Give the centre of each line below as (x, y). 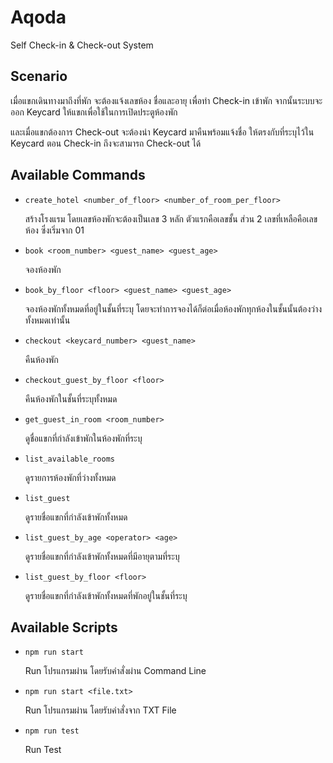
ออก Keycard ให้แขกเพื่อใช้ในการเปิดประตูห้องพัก (94, 112)
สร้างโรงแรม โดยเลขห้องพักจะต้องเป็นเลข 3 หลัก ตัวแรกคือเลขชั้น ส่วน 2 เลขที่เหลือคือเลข (171, 218)
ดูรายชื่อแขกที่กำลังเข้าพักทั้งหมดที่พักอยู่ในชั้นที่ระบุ (106, 595)
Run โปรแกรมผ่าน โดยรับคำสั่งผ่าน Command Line (115, 671)
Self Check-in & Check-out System (82, 45)
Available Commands (78, 175)
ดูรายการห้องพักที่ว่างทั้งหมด (70, 477)
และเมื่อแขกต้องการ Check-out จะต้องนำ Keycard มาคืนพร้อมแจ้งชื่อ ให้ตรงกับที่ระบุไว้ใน (162, 132)
